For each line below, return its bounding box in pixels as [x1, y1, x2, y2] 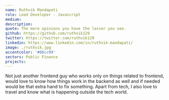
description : [5, 21, 33, 27]
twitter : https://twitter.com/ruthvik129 [5, 36, 95, 41]
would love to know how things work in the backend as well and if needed [5, 78, 160, 84]
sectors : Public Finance [5, 54, 58, 60]
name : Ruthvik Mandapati [5, 7, 58, 13]
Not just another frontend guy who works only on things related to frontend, [5, 73, 164, 79]
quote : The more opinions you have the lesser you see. [5, 26, 126, 31]
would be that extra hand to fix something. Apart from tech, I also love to [5, 84, 157, 90]
